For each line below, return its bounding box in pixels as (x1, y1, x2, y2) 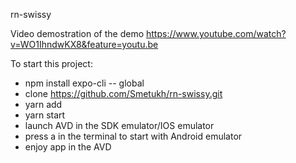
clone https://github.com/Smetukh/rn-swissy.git (24, 88, 223, 99)
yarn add (24, 99, 63, 110)
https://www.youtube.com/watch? (146, 28, 287, 39)
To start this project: (10, 58, 93, 69)
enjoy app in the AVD (24, 141, 112, 153)
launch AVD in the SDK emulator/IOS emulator (24, 120, 215, 131)
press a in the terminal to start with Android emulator (24, 130, 243, 142)
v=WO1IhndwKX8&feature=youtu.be (10, 39, 159, 50)
